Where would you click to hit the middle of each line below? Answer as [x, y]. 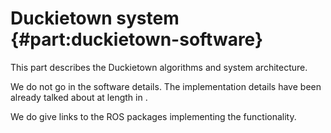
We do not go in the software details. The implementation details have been [166, 86]
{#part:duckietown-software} [137, 39]
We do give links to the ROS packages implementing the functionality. [153, 116]
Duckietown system [95, 18]
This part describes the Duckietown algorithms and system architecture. [159, 67]
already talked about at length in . [79, 97]
